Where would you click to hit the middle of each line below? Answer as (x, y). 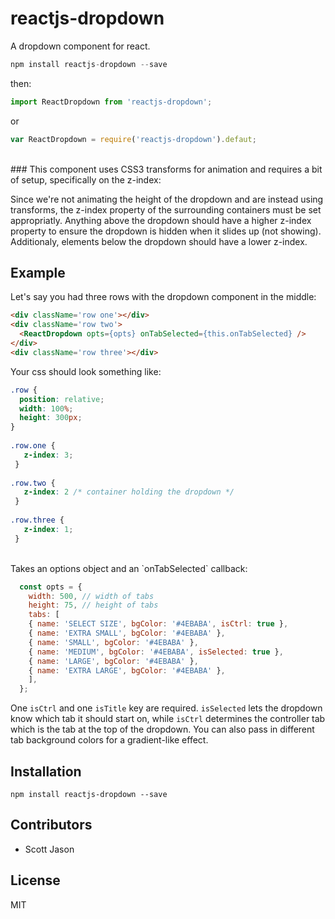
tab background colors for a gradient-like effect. (109, 740)
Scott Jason (49, 849)
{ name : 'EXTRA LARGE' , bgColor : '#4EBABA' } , (127, 670)
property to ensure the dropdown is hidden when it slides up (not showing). (166, 231)
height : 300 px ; (51, 418)
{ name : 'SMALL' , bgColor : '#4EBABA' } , (113, 642)
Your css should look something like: (86, 371)
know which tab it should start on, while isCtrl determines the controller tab (168, 719)
